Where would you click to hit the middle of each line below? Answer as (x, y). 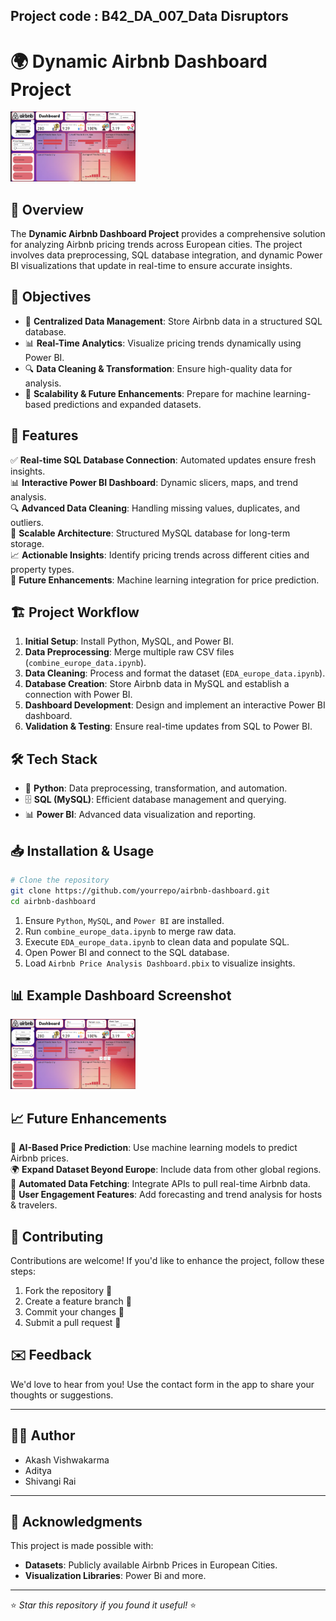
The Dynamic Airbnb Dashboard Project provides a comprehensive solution (168, 233)
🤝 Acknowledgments (76, 1521)
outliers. (27, 522)
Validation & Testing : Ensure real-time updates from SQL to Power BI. (168, 726)
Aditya (38, 1470)
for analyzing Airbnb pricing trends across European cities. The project (156, 244)
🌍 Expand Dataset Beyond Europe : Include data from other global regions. (166, 1170)
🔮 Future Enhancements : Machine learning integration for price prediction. (165, 580)
